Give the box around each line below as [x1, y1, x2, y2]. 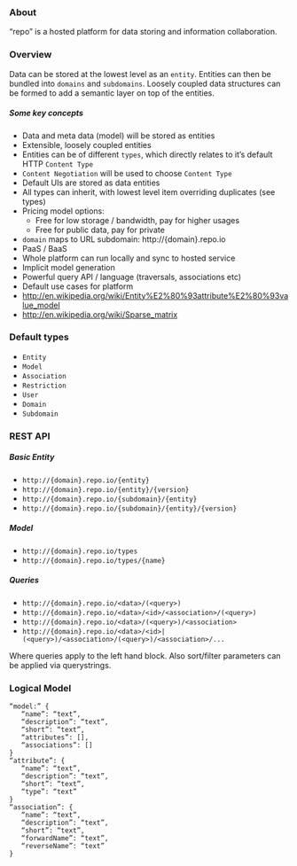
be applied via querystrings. [9, 659, 112, 670]
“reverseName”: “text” [20, 841, 105, 850]
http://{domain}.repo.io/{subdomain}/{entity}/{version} [21, 503, 238, 513]
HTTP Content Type [21, 158, 94, 169]
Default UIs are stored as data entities [21, 177, 160, 188]
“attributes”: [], [20, 733, 90, 742]
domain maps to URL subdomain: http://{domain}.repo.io [21, 233, 226, 245]
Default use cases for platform [21, 281, 134, 292]
